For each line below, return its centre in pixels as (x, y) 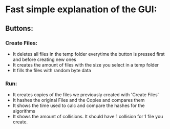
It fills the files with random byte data (52, 70)
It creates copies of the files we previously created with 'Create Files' (86, 95)
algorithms (24, 111)
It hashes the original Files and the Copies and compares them (79, 100)
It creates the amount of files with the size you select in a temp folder (86, 64)
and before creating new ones (45, 59)
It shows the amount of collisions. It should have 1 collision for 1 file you (88, 117)
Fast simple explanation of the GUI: (81, 9)
